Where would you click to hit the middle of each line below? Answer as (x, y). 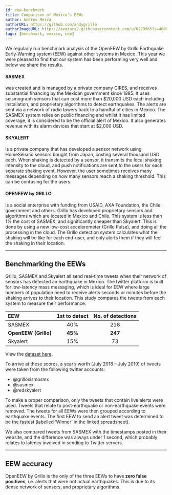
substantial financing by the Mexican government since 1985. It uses (78, 93)
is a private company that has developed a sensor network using (73, 149)
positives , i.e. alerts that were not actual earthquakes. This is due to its (80, 482)
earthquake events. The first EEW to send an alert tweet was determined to (84, 417)
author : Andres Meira (28, 19)
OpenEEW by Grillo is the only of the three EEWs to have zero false (76, 476)
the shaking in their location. (35, 243)
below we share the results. (34, 65)
